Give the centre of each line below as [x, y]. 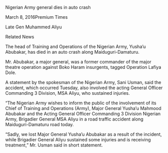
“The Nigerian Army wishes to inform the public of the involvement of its [81, 103]
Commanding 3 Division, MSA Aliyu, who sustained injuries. [68, 93]
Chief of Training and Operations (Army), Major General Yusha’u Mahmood [83, 108]
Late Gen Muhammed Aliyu [33, 27]
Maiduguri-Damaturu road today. [40, 124]
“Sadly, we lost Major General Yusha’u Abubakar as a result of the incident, [84, 134]
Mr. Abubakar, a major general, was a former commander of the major [78, 62]
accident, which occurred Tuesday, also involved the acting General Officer [84, 88]
